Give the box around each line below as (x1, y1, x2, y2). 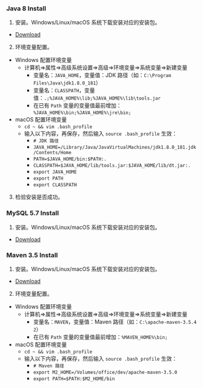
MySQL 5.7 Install (6, 209, 59, 217)
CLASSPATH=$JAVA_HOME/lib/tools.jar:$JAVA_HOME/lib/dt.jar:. (33, 163, 191, 169)
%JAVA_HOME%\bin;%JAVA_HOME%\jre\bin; (33, 110, 131, 116)
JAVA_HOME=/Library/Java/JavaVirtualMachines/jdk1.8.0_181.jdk (33, 145, 196, 151)
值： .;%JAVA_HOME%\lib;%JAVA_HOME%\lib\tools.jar (33, 94, 161, 101)
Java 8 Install (6, 4, 47, 13)
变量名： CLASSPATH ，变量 (33, 87, 95, 94)
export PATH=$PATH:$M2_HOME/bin (33, 375, 115, 382)
